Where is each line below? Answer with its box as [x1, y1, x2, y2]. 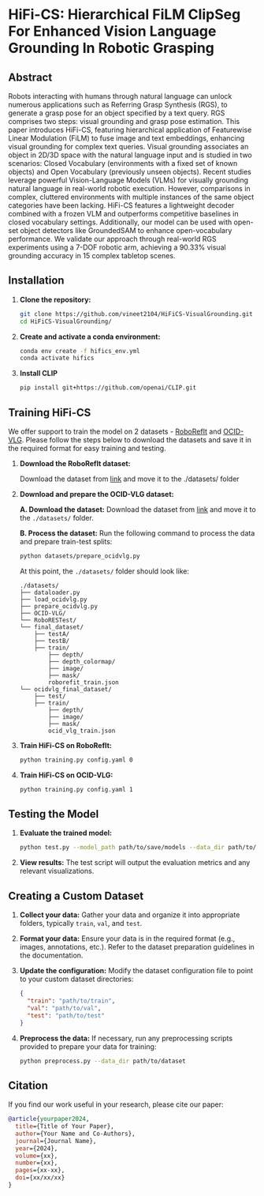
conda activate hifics [19, 354, 95, 363]
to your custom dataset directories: [19, 974, 134, 984]
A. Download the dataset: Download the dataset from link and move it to [19, 505, 256, 514]
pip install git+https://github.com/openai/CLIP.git [19, 384, 197, 392]
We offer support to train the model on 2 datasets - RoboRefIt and [8, 427, 222, 436]
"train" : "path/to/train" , [27, 997, 116, 1005]
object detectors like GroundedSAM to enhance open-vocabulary [20, 226, 232, 235]
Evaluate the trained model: [19, 828, 113, 838]
